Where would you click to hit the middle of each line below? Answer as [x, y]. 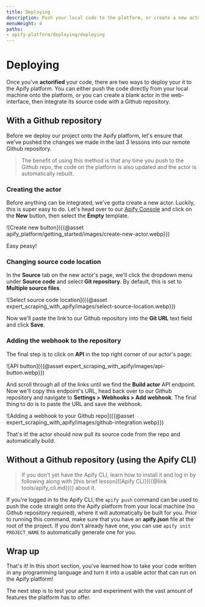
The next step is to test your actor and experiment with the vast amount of [100, 591]
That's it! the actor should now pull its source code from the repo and [93, 434]
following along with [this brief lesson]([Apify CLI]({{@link [94, 481]
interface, [18, 102]
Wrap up [23, 551]
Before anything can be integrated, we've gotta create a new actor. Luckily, [101, 203]
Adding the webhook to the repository [64, 341]
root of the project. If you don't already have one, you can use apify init [99, 526]
